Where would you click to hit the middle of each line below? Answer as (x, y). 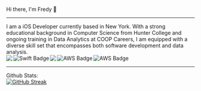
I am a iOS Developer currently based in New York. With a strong (86, 26)
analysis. (17, 52)
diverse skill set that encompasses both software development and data (95, 45)
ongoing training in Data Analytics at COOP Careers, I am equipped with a (97, 39)
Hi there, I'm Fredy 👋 (31, 9)
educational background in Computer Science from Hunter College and (94, 33)
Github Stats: (22, 75)
